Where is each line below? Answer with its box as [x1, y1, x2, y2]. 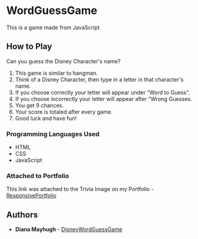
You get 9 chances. [15, 102, 64, 109]
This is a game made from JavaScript [6, 24, 100, 31]
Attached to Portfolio [6, 171, 69, 180]
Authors [6, 209, 38, 220]
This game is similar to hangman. [15, 69, 98, 77]
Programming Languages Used [6, 130, 100, 138]
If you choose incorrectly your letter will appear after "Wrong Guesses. [15, 95, 193, 102]
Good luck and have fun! [15, 114, 77, 122]
